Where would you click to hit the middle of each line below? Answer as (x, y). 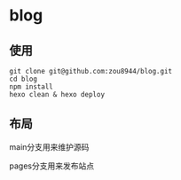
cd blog (24, 79)
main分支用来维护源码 (49, 146)
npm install (31, 87)
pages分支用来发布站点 (52, 166)
